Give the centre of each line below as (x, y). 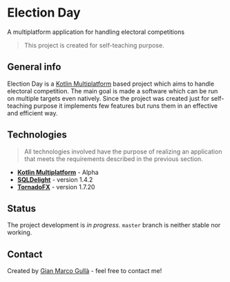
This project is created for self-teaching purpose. (94, 45)
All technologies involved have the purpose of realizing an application (123, 151)
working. (20, 232)
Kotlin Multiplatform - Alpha (58, 172)
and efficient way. (32, 113)
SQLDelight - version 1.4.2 (55, 179)
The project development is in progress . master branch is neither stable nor (114, 225)
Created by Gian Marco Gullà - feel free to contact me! (85, 271)
